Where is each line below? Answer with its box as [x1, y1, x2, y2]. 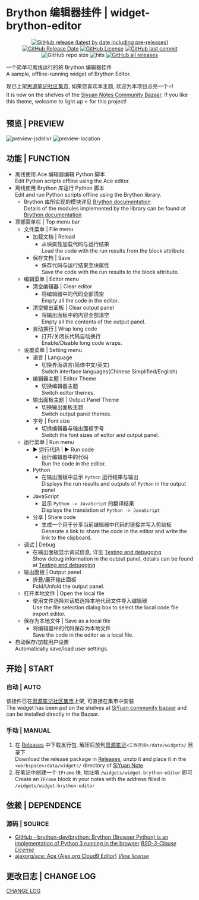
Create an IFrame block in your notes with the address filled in [14, 775, 166, 782]
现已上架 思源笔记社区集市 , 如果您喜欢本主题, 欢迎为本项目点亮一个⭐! [6, 82, 173, 90]
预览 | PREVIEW [6, 119, 65, 129]
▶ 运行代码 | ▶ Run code [32, 446, 94, 453]
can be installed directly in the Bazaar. [6, 710, 100, 718]
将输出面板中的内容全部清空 [41, 311, 110, 319]
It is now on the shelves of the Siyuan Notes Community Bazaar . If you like [6, 91, 188, 98]
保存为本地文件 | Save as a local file [23, 617, 111, 624]
